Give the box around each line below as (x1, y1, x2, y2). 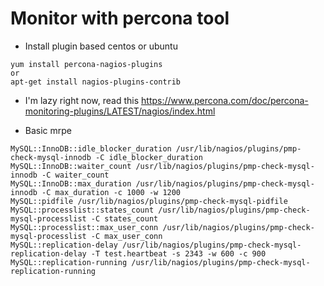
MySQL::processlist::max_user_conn (10, 222, 159, 232)
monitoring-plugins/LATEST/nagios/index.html (24, 105, 216, 117)
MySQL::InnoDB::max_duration (10, 178, 132, 189)
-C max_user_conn (90, 231, 163, 241)
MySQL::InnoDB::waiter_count (10, 161, 132, 171)
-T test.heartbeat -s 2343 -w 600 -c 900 (90, 248, 267, 259)
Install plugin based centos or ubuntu (24, 40, 178, 52)
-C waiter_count (41, 170, 110, 180)
